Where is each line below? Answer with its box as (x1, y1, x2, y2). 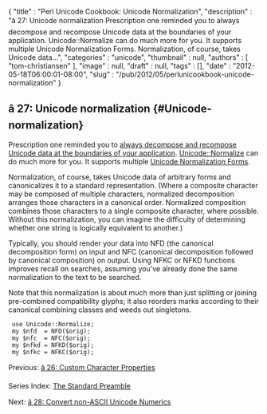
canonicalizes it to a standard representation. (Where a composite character (8, 180, 259, 190)
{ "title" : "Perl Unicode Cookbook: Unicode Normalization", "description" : (8, 7, 253, 16)
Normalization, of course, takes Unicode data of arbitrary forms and (8, 172, 231, 182)
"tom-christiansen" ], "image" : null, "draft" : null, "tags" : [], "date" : (8, 61, 231, 70)
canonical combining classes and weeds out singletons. (8, 305, 192, 314)
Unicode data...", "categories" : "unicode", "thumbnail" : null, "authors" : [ (8, 53, 249, 62)
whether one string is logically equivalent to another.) (8, 223, 183, 232)
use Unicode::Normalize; (11, 320, 94, 328)
